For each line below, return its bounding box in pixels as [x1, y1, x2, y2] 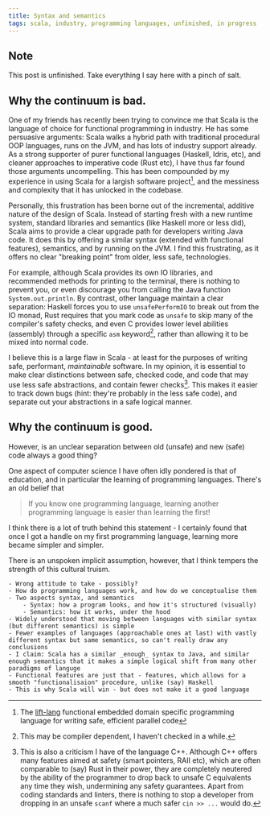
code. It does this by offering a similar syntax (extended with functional [8, 234, 243, 244]
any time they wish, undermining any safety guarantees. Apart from [19, 781, 243, 790]
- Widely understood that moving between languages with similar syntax [8, 615, 257, 623]
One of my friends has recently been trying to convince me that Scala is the [8, 115, 259, 125]
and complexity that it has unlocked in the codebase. [8, 184, 183, 194]
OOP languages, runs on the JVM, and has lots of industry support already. [8, 141, 257, 151]
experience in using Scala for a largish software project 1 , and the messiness [8, 175, 260, 186]
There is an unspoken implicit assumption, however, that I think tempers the [8, 555, 259, 565]
